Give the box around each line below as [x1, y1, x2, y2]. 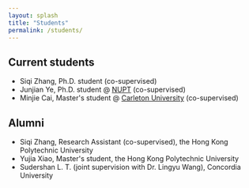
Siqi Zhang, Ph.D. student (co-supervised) [19, 77, 157, 86]
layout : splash [8, 11, 58, 20]
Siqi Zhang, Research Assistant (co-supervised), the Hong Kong [19, 137, 228, 146]
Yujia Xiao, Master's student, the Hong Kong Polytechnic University [19, 154, 240, 163]
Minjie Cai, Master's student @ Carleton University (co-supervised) [19, 93, 239, 103]
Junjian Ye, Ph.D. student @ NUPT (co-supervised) [19, 85, 186, 95]
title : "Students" [8, 19, 69, 27]
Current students [8, 55, 95, 69]
